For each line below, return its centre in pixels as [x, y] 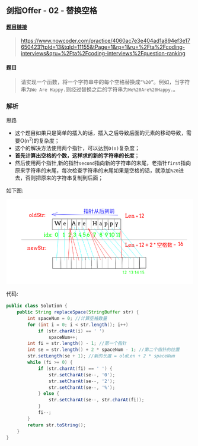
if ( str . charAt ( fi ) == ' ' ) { [75, 368]
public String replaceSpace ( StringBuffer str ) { [78, 312]
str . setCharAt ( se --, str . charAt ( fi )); [96, 400]
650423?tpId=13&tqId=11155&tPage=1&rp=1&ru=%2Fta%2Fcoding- [103, 47]
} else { [49, 394]
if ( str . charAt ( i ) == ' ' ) [71, 331]
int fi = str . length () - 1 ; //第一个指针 [77, 344]
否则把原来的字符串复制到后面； [64, 178]
